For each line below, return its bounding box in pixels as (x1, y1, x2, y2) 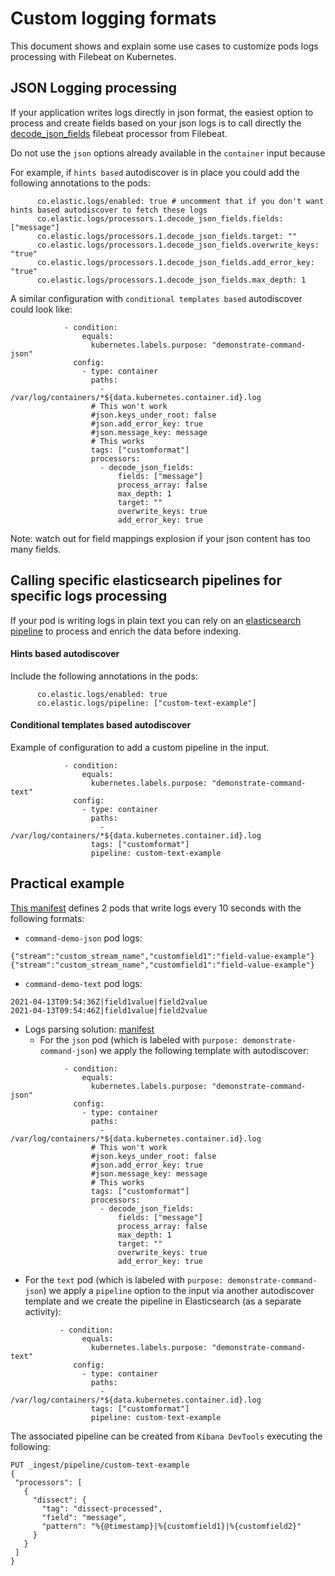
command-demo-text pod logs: (24, 977, 143, 989)
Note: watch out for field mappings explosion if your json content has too (10, 532, 311, 544)
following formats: (10, 912, 85, 924)
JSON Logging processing (10, 80, 178, 97)
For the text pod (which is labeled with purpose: (24, 1273, 224, 1286)
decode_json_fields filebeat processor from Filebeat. (10, 127, 228, 139)
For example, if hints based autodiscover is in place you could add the (10, 166, 300, 178)
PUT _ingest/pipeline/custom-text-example (10, 1460, 190, 1470)
